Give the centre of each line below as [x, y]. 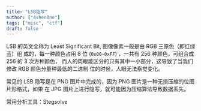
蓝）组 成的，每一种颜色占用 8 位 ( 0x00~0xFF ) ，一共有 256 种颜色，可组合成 [100, 54]
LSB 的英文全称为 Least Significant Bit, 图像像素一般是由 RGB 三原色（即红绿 [101, 46]
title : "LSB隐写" [27, 12]
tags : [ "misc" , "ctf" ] [34, 23]
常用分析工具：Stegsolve [37, 102]
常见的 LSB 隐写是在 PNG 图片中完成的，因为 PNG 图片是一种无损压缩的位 [98, 82]
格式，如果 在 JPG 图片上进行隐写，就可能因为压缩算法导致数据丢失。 [103, 89]
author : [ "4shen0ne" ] [33, 17]
